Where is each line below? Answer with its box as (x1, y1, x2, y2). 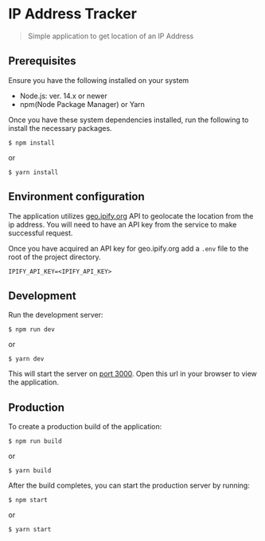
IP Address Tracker (8, 5, 138, 23)
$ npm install (8, 139, 56, 147)
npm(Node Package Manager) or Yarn (19, 99, 146, 109)
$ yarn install (8, 168, 59, 176)
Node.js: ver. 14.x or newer (19, 91, 107, 101)
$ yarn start (8, 526, 52, 534)
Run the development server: (8, 310, 103, 320)
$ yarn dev (8, 355, 45, 363)
